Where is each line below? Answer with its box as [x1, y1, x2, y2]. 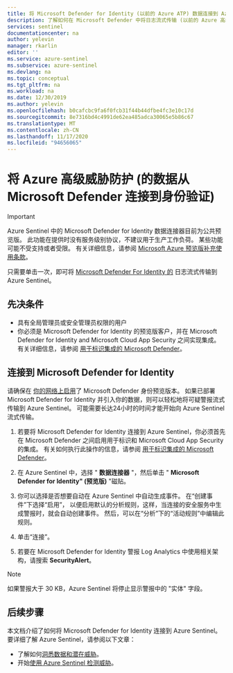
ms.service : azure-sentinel [7, 56, 89, 63]
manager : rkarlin [7, 42, 58, 49]
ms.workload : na [7, 88, 54, 95]
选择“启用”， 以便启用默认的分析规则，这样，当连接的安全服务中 [32, 500, 216, 508]
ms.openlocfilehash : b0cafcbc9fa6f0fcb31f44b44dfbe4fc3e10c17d [7, 107, 194, 114]
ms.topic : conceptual [7, 74, 70, 82]
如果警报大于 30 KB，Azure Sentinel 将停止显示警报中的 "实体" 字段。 [7, 584, 207, 592]
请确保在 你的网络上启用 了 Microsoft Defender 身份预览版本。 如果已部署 [7, 387, 216, 395]
